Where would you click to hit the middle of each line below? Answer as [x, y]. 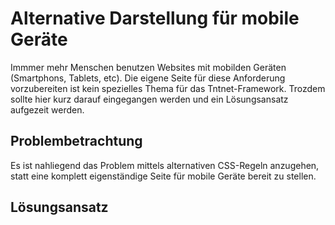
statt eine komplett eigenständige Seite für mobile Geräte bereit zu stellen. [163, 176]
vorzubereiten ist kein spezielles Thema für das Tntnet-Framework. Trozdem [168, 88]
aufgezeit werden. [47, 109]
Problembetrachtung [76, 141]
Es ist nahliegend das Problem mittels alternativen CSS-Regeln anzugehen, [165, 165]
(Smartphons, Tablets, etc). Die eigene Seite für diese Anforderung [148, 78]
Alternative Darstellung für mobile [155, 18]
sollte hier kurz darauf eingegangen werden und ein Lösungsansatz [149, 99]
